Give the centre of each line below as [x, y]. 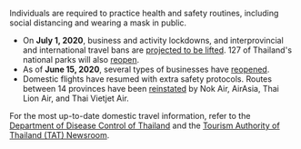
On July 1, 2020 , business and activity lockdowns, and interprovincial [153, 40]
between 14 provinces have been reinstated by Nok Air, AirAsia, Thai [150, 89]
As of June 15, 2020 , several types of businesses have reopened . [146, 69]
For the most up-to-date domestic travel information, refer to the [130, 116]
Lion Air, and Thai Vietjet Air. [75, 98]
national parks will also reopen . [81, 60]
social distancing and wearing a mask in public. [98, 23]
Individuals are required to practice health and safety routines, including [144, 13]
